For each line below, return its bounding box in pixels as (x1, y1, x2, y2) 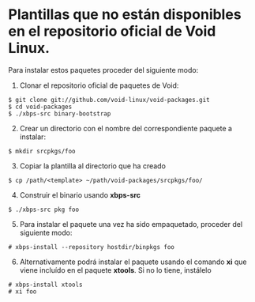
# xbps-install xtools (8, 281, 83, 289)
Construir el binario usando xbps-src (19, 190, 141, 199)
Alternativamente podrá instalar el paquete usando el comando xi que (19, 257, 247, 266)
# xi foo (8, 287, 37, 296)
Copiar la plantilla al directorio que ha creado (19, 160, 166, 171)
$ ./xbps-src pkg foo (8, 206, 80, 213)
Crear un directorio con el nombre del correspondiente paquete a (19, 123, 233, 133)
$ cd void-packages (8, 103, 73, 111)
